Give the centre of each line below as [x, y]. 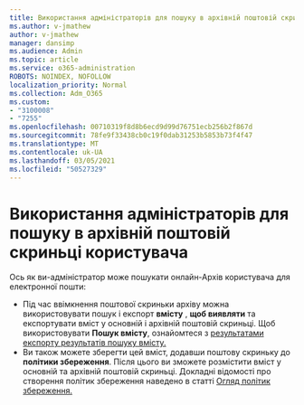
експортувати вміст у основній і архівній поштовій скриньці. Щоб [149, 324]
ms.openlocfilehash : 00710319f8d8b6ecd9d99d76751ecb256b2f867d [131, 127]
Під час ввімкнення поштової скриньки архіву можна [126, 305]
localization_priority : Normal [68, 85]
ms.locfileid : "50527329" [58, 169]
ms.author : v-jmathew [50, 26]
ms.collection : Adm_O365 [56, 93]
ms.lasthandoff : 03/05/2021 [62, 160]
